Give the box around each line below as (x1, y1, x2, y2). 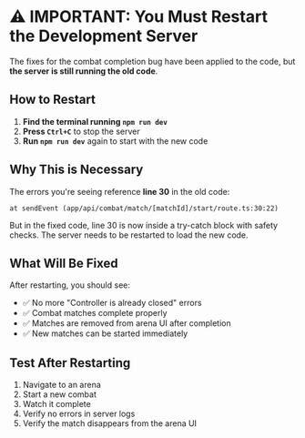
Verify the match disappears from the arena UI (22, 418, 198, 429)
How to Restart (9, 92, 96, 107)
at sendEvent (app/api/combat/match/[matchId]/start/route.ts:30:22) (9, 203, 280, 213)
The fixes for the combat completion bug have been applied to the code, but (9, 56, 296, 66)
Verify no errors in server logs (22, 408, 136, 420)
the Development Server (9, 25, 198, 46)
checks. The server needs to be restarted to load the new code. (9, 229, 249, 240)
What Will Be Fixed (9, 255, 118, 270)
